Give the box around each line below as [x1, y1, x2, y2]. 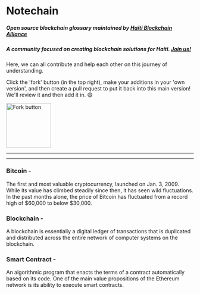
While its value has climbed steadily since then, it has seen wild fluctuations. [6, 186, 193, 194]
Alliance [6, 30, 27, 37]
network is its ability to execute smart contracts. [6, 282, 124, 289]
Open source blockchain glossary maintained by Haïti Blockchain [6, 24, 173, 31]
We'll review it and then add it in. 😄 [6, 91, 93, 98]
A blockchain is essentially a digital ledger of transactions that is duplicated [6, 228, 191, 235]
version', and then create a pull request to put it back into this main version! [6, 85, 191, 92]
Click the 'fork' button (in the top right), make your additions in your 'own [6, 79, 185, 86]
